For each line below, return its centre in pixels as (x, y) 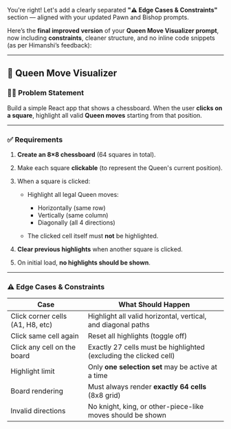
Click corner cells (39, 316)
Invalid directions (38, 411)
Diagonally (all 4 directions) (76, 222)
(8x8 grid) (104, 395)
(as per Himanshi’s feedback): (49, 45)
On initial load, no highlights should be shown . (84, 262)
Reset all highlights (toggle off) (137, 336)
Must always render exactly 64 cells (147, 387)
